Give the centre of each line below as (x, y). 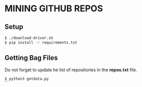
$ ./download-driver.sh (29, 38)
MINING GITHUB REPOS (54, 9)
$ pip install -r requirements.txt (41, 42)
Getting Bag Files (31, 58)
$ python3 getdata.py (27, 79)
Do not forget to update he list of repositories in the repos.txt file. (71, 70)
